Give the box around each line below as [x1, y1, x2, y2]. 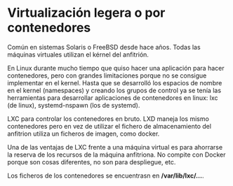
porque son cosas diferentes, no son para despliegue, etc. [7, 157, 176, 166]
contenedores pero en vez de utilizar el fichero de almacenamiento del [7, 122, 212, 130]
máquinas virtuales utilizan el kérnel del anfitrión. [7, 50, 149, 59]
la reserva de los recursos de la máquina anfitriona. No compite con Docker [7, 150, 226, 159]
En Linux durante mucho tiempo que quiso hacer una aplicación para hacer [7, 64, 225, 72]
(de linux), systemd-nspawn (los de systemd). [7, 101, 140, 109]
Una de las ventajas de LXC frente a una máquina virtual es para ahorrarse [7, 143, 223, 151]
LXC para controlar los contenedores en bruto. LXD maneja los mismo [7, 114, 209, 123]
